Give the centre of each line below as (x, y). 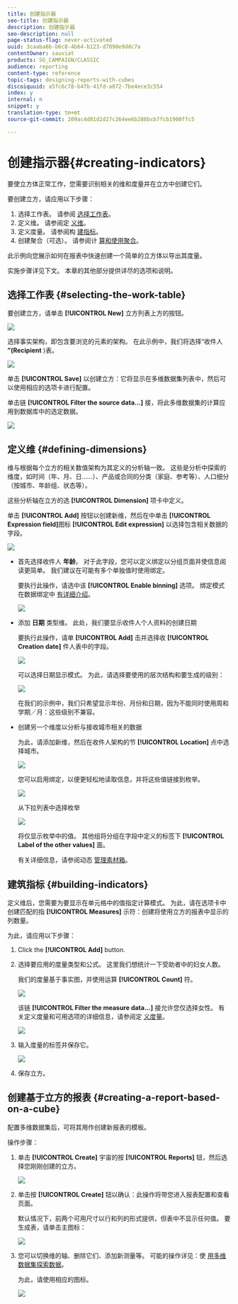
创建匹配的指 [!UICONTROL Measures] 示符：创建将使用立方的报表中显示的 (118, 912)
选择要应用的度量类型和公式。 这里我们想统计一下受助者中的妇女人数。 (121, 964)
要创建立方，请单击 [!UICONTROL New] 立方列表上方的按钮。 (97, 313)
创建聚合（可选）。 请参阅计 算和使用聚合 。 (80, 240)
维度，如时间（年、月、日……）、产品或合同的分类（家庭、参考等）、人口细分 (118, 477)
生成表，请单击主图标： (52, 1227)
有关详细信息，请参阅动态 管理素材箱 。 (74, 860)
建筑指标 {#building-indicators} (78, 884)
